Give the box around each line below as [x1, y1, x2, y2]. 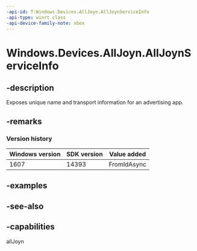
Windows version [9, 150, 61, 159]
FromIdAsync [108, 160, 146, 169]
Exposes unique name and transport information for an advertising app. [6, 99, 184, 106]
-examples [6, 180, 48, 191]
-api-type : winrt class [6, 14, 66, 21]
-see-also [6, 201, 44, 211]
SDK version [66, 150, 104, 159]
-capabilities [6, 221, 55, 232]
